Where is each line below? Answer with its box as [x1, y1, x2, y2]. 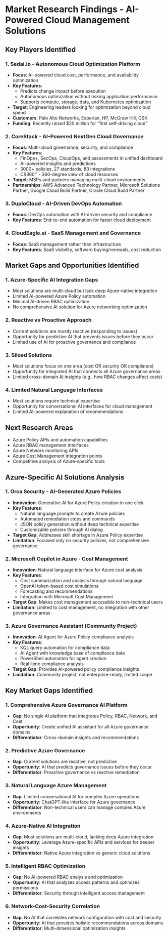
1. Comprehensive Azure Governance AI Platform [5, 701, 128, 708]
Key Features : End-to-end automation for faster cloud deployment [12, 217, 151, 223]
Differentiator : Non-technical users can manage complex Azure [12, 804, 146, 810]
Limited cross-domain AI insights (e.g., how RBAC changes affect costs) [12, 374, 162, 380]
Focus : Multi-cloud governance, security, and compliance [12, 144, 133, 150]
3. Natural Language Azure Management [5, 782, 107, 789]
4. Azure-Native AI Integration [5, 822, 81, 829]
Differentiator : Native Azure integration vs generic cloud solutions [12, 850, 150, 856]
